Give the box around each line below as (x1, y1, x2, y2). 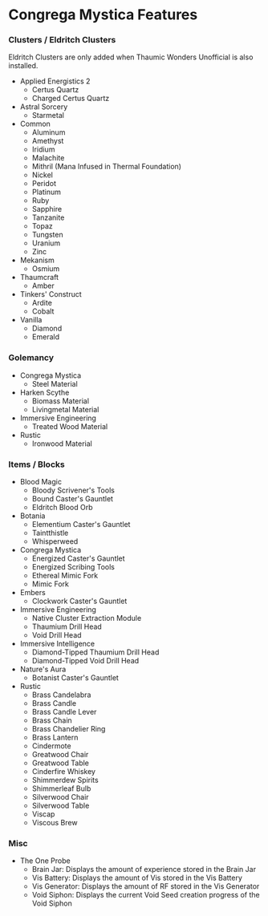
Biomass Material (31, 395, 90, 406)
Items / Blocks (8, 459, 66, 470)
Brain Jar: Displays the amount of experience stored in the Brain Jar (31, 865, 257, 874)
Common (19, 119, 51, 129)
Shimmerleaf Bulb (31, 784, 91, 793)
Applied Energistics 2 (19, 76, 91, 86)
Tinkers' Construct (19, 290, 82, 299)
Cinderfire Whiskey (31, 767, 96, 776)
